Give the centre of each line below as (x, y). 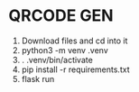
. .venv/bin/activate (57, 60)
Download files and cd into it (74, 41)
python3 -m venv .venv (65, 50)
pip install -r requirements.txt (75, 69)
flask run (38, 78)
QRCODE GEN (61, 16)
